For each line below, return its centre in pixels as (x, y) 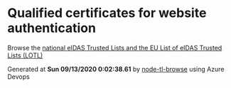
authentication (52, 28)
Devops (18, 77)
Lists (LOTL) (25, 55)
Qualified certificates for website (107, 13)
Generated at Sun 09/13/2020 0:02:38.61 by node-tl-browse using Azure (116, 69)
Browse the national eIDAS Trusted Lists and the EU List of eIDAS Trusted (115, 48)
